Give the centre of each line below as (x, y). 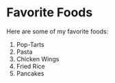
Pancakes (30, 73)
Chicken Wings (38, 59)
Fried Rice (30, 66)
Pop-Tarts (30, 44)
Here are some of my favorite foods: (57, 31)
